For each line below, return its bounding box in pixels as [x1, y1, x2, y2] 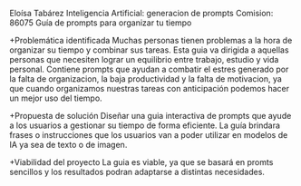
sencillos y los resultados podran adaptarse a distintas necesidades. [9, 167, 266, 177]
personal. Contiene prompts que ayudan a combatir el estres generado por [9, 64, 289, 74]
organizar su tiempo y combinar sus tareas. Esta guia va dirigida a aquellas [9, 44, 289, 55]
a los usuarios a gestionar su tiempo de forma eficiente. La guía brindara [9, 120, 281, 131]
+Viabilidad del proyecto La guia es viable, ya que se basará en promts [9, 157, 274, 167]
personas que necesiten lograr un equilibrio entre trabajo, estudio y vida [9, 54, 279, 64]
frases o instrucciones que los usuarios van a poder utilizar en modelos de [9, 130, 288, 140]
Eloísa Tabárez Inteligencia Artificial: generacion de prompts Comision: [9, 8, 274, 18]
